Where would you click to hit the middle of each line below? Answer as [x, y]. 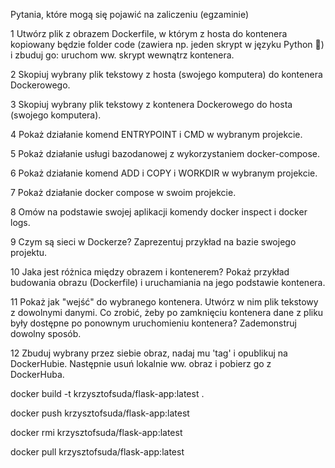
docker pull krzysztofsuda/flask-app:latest [97, 452]
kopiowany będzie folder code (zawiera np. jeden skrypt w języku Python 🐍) [167, 44]
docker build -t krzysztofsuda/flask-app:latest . [107, 393]
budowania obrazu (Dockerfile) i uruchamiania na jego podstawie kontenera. [168, 282]
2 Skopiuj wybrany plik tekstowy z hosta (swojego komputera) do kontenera [166, 74]
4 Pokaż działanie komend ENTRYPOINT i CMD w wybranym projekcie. [156, 134]
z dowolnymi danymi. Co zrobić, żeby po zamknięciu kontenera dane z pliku [167, 312]
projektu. [29, 252]
